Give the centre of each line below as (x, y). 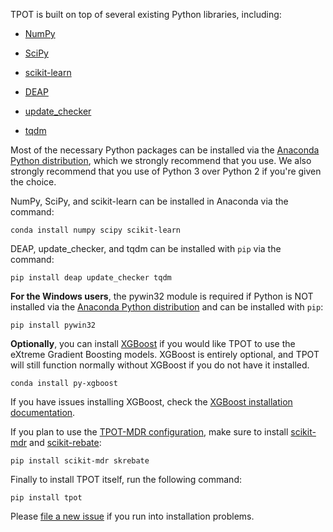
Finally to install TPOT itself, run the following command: (126, 479)
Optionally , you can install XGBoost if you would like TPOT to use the (153, 343)
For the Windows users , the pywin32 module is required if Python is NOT (162, 296)
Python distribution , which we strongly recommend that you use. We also (161, 160)
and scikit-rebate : (65, 442)
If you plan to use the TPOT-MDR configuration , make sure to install (149, 432)
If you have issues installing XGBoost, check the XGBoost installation (151, 402)
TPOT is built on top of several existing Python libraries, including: (146, 14)
